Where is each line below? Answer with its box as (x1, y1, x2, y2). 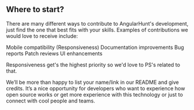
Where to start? (6, 5, 64, 15)
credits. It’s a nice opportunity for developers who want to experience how (6, 84, 185, 92)
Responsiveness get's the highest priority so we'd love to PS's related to (6, 61, 181, 68)
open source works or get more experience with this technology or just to (6, 91, 183, 98)
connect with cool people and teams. (6, 97, 95, 104)
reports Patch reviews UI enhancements (6, 49, 103, 57)
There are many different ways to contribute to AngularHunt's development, (6, 20, 189, 27)
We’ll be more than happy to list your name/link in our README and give (6, 79, 179, 86)
